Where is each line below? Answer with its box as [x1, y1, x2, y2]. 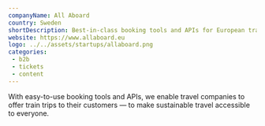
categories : [8, 48, 47, 56]
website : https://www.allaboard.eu [8, 33, 125, 42]
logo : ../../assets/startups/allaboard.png [8, 41, 154, 49]
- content [11, 70, 44, 78]
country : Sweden [8, 19, 62, 27]
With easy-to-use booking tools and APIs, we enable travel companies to [8, 91, 245, 101]
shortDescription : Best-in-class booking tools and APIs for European [8, 26, 245, 34]
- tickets [11, 63, 44, 71]
